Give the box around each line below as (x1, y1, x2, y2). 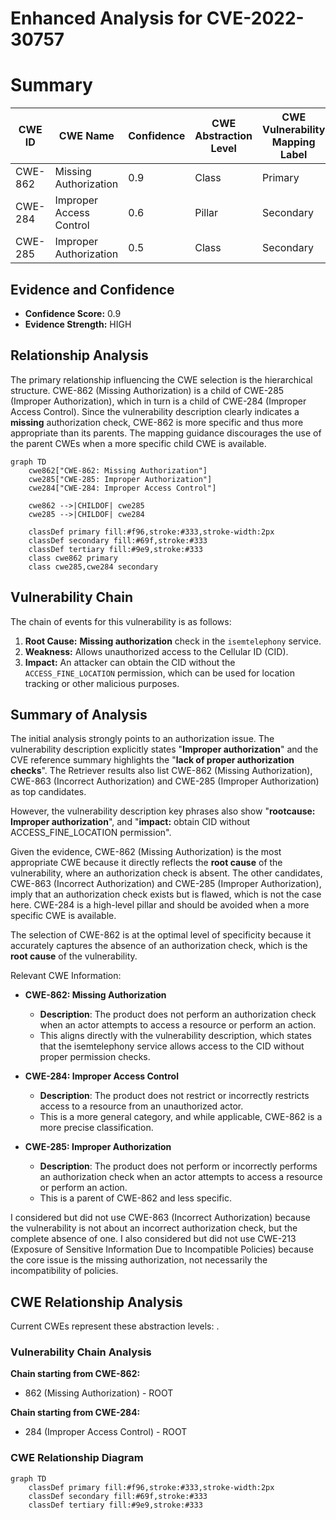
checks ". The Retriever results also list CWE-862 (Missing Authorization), (10, 765, 313, 777)
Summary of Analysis (10, 706, 148, 723)
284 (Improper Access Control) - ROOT (24, 1426, 188, 1438)
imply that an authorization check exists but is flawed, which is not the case (10, 888, 322, 901)
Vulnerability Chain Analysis (10, 1345, 152, 1359)
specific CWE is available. (10, 910, 117, 922)
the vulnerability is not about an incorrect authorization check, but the (10, 1222, 298, 1234)
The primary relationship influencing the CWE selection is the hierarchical (10, 373, 313, 386)
